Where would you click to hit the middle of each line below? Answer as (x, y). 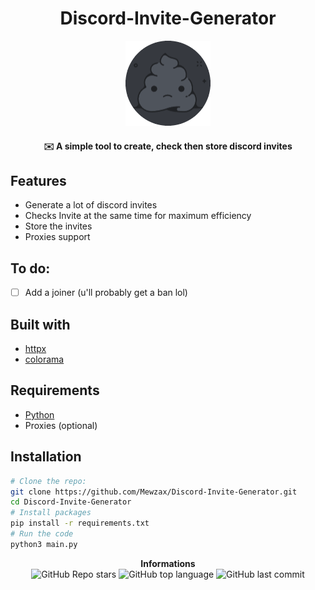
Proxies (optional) (61, 425)
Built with (40, 324)
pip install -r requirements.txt (80, 523)
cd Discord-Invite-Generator (71, 502)
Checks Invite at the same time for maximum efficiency (138, 216)
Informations (168, 563)
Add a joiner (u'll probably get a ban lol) (106, 293)
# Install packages (51, 513)
